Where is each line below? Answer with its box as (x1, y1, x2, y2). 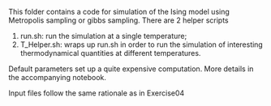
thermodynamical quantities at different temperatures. (19, 49, 201, 57)
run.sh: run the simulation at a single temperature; (19, 32, 187, 40)
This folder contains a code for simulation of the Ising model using (8, 7, 230, 16)
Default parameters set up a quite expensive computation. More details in (8, 64, 254, 74)
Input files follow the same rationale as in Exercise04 (8, 88, 185, 98)
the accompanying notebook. (8, 73, 107, 82)
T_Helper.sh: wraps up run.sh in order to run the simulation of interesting (19, 40, 264, 49)
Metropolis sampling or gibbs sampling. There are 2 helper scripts (8, 15, 229, 25)
